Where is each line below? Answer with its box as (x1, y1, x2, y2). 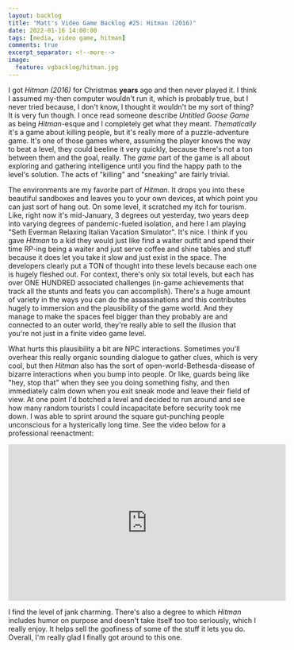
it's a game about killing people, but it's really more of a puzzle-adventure (8, 127, 250, 137)
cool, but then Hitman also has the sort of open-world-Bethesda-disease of (8, 361, 255, 370)
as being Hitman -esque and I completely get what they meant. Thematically (8, 118, 257, 128)
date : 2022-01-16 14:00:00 (8, 26, 97, 34)
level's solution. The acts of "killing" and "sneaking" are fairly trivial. (8, 169, 230, 179)
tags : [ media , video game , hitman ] (8, 33, 126, 42)
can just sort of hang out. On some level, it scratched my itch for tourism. (8, 202, 247, 211)
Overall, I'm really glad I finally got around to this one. (8, 633, 182, 642)
